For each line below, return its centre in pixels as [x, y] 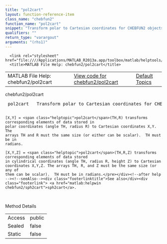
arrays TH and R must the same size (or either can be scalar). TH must [83, 135]
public [37, 218]
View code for [90, 76]
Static [14, 234]
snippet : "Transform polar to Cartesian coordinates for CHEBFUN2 [75, 28]
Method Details [21, 206]
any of [12, 170]
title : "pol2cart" [24, 10]
